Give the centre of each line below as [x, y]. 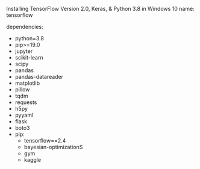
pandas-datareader [39, 77]
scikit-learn [29, 57]
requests [26, 102]
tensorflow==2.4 [45, 140]
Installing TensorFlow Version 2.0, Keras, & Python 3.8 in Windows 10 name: [100, 9]
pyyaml [24, 115]
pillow [22, 89]
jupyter [24, 51]
